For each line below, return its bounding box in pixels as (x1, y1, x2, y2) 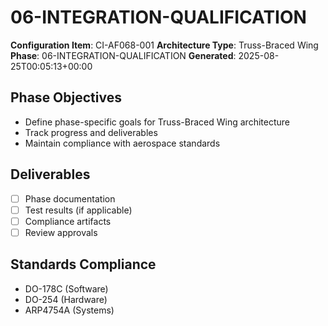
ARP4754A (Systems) (24, 304, 115, 316)
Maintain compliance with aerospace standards (24, 137, 221, 149)
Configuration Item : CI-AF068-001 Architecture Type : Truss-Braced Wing (10, 39, 319, 51)
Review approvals (24, 226, 98, 238)
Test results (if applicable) (24, 204, 133, 216)
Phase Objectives (10, 89, 122, 106)
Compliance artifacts (24, 215, 112, 227)
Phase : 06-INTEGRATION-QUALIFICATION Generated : (10, 49, 237, 61)
